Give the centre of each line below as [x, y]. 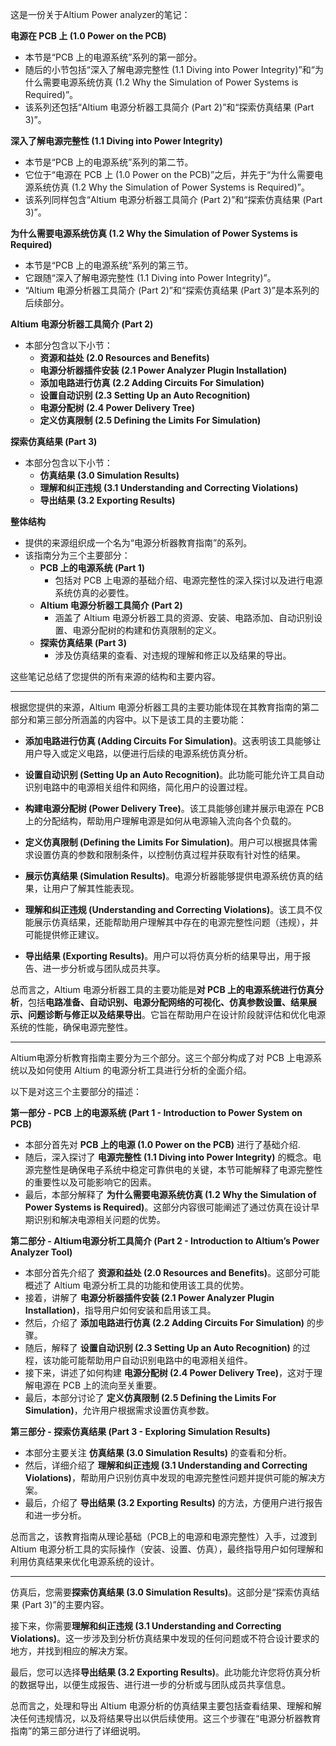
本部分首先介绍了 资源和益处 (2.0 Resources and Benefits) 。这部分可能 [172, 1272]
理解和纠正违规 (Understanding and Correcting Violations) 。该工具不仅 [173, 909]
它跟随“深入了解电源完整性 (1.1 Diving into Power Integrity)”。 [150, 277]
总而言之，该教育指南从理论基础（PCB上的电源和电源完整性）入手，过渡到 [164, 1536]
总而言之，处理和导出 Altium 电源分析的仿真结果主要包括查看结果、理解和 [161, 1706]
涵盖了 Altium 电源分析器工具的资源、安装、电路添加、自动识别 [184, 617]
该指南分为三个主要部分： [77, 555]
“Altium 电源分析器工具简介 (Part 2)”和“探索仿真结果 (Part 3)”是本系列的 [172, 290]
